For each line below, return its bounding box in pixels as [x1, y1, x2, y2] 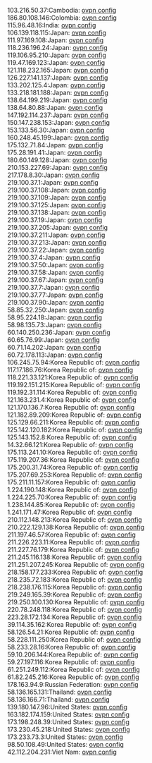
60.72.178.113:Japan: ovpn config [7, 350, 103, 359]
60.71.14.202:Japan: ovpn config [7, 343, 101, 351]
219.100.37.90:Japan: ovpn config [7, 298, 104, 306]
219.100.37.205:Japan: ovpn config [7, 224, 108, 231]
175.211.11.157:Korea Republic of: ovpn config [7, 478, 136, 486]
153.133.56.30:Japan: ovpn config [7, 126, 105, 134]
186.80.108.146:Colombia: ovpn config [7, 13, 118, 22]
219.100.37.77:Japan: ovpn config [7, 291, 103, 299]
